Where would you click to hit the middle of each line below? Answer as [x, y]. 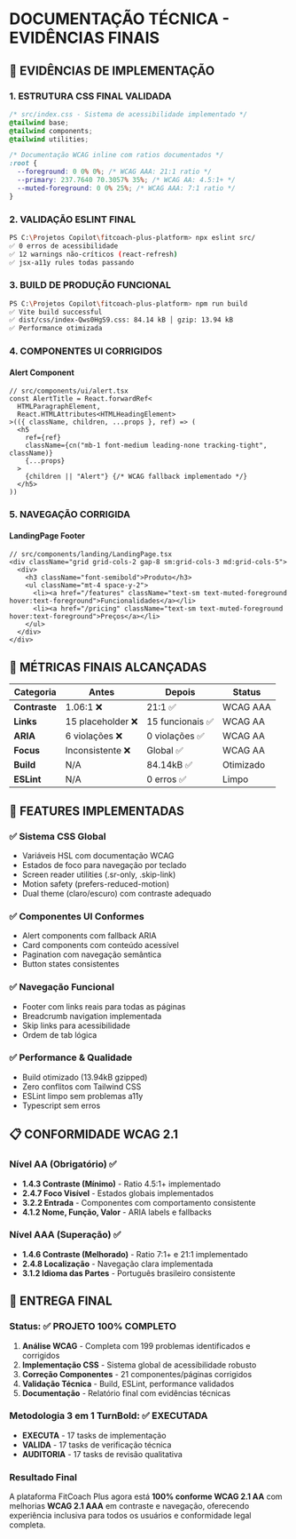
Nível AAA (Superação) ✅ [65, 1235]
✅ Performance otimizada [56, 329]
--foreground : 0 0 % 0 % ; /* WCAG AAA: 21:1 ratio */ [115, 172]
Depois [180, 692]
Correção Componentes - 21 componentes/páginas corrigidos [137, 1374]
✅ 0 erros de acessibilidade [64, 246]
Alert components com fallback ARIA [89, 936]
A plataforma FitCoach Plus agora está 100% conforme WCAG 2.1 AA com [146, 1496]
